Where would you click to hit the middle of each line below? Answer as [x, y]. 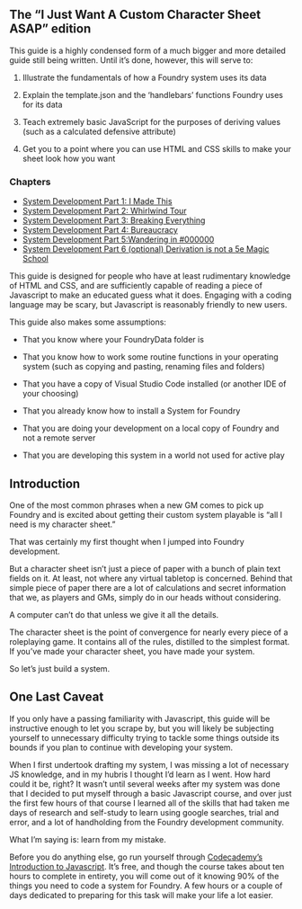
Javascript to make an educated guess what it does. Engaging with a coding [151, 295]
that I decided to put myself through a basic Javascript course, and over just [151, 793]
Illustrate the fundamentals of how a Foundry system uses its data [144, 77]
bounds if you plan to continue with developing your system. [121, 747]
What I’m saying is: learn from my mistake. [88, 839]
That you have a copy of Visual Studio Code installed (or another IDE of [154, 384]
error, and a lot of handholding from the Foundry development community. [147, 822]
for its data [42, 104]
